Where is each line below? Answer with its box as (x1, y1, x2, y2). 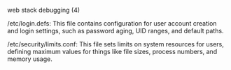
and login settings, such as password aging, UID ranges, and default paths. (7, 27, 224, 35)
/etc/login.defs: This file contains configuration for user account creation (7, 19, 217, 27)
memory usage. (7, 55, 52, 63)
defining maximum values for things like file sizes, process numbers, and (7, 48, 218, 55)
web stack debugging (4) (7, 6, 80, 14)
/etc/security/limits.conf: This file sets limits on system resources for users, (7, 40, 224, 48)
